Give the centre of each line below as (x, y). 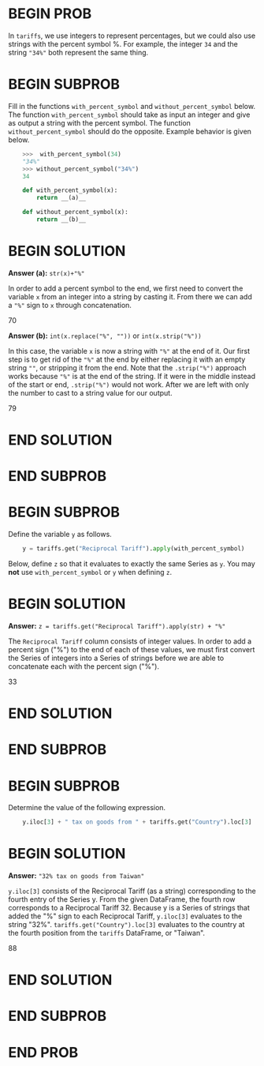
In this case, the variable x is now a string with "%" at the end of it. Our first (129, 351)
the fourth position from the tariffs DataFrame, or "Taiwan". (107, 933)
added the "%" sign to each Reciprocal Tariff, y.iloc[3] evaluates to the (125, 916)
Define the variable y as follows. (60, 535)
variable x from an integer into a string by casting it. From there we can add (130, 296)
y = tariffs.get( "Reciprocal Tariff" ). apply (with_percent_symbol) (134, 549)
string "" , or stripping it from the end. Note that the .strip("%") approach (127, 367)
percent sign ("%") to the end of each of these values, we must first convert (132, 649)
